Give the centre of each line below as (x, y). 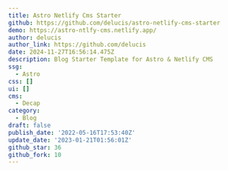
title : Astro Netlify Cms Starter (65, 15)
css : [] (21, 81)
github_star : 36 (35, 147)
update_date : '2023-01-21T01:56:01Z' (70, 140)
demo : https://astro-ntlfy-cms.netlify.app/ (82, 30)
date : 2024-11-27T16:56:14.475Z (61, 52)
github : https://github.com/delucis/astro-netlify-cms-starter (114, 23)
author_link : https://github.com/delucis (77, 45)
